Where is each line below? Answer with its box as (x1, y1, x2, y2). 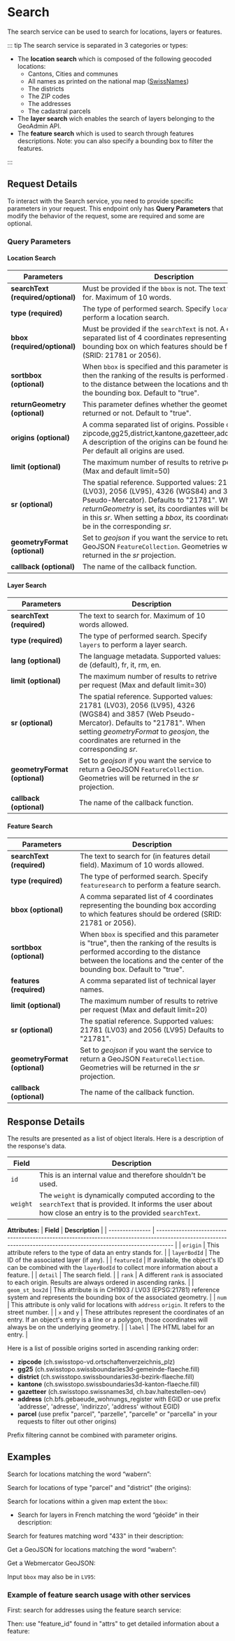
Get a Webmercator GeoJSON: (7, 1559, 96, 1567)
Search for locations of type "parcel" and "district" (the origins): (7, 1483, 192, 1491)
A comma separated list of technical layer (80, 976, 216, 986)
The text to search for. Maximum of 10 (79, 611, 206, 621)
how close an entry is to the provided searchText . (39, 1208, 201, 1218)
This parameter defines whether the (82, 399, 201, 409)
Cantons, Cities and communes (27, 69, 119, 78)
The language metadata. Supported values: (79, 651, 221, 661)
